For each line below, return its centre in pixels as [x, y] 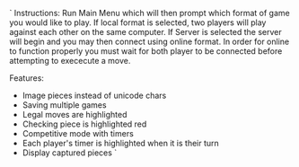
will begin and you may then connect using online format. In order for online [149, 41]
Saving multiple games [64, 105]
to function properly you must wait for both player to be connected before [146, 51]
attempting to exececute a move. [70, 61]
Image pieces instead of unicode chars [94, 95]
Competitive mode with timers [78, 133]
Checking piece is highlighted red [84, 124]
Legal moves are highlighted [75, 114]
